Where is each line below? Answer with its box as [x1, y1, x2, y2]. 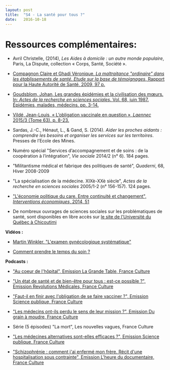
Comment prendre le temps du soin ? [12, 249, 90, 255]
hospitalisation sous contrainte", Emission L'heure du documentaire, [12, 354, 155, 360]
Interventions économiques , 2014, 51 [12, 199, 90, 205]
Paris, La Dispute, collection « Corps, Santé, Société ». [12, 61, 127, 67]
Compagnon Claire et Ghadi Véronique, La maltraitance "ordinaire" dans [12, 70, 165, 77]
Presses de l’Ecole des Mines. [12, 138, 76, 144]
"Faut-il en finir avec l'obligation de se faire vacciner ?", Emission [12, 293, 149, 300]
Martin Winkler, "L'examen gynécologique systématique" [12, 239, 131, 245]
